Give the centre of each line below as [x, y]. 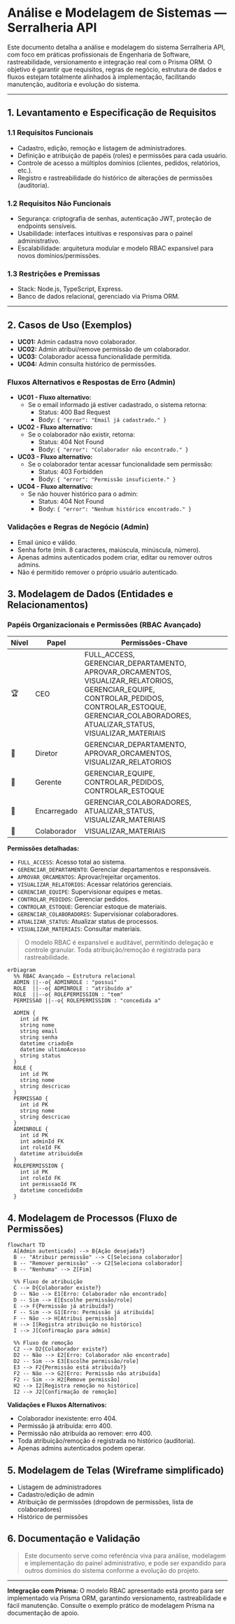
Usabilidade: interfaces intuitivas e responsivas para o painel [105, 233]
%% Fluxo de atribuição [48, 1282]
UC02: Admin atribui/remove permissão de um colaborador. [104, 349]
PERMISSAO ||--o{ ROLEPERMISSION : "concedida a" [87, 1001]
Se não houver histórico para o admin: [83, 494]
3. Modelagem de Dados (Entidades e [90, 594]
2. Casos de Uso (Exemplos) [70, 325]
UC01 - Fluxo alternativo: [54, 397]
